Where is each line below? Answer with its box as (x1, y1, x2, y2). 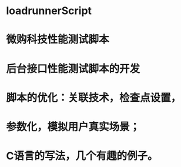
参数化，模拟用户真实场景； (6, 120, 140, 133)
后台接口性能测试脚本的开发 (6, 62, 140, 75)
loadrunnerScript (6, 4, 92, 18)
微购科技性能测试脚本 (6, 33, 110, 46)
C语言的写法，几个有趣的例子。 (6, 149, 158, 163)
